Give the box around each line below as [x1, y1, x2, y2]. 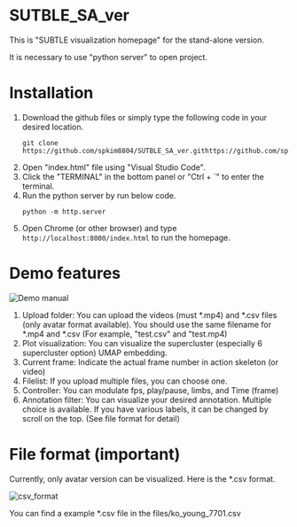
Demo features [9, 263, 121, 283]
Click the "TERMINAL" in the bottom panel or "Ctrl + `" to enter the [21, 171, 264, 182]
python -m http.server [21, 207, 106, 216]
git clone [21, 138, 59, 147]
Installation [9, 83, 94, 103]
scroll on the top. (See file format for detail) [21, 413, 180, 423]
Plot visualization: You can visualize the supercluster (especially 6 [21, 337, 263, 348]
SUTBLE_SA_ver [9, 5, 130, 26]
